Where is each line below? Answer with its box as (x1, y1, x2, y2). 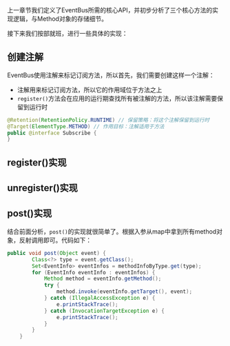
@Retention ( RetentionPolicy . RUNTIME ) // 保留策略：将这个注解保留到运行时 (7, 116, 210, 123)
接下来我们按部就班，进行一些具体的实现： (7, 30, 128, 37)
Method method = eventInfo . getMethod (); (43, 275, 162, 283)
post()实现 (7, 207, 52, 219)
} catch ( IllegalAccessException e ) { (43, 295, 156, 302)
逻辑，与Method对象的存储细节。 (12, 14, 108, 23)
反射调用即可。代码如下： (19, 236, 92, 244)
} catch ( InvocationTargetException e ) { (43, 307, 165, 314)
